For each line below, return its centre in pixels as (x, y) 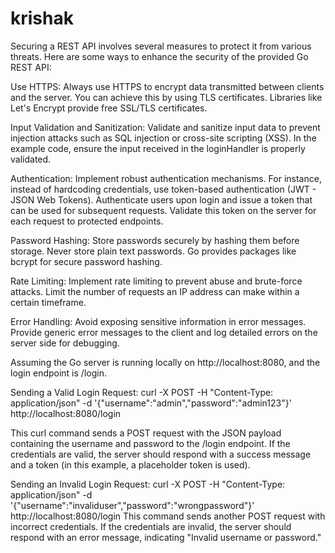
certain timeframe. (48, 302)
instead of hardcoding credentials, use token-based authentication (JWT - (163, 189)
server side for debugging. (65, 343)
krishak (42, 18)
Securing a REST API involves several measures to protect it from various (161, 46)
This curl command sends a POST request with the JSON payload (146, 433)
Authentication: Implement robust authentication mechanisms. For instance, (166, 178)
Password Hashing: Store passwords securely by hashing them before (155, 240)
